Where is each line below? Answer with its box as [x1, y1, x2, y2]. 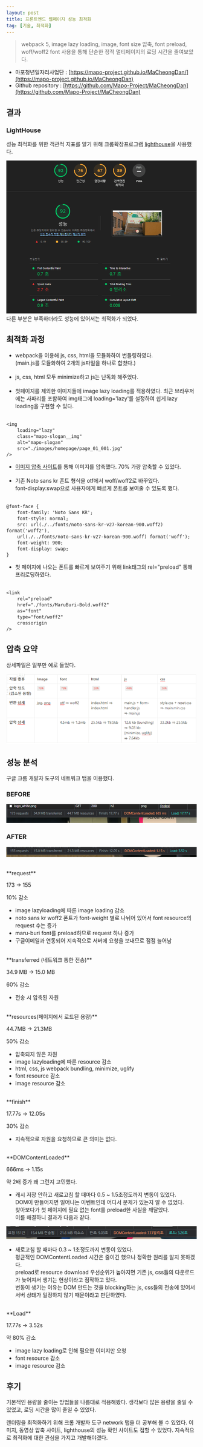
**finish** [6, 1098, 31, 1105]
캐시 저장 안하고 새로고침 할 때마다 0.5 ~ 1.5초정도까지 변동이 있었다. [14, 1191, 176, 1199]
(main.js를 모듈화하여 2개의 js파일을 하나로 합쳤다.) [14, 359, 136, 366]
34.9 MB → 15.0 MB [6, 969, 56, 976]
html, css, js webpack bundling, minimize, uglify [14, 1065, 135, 1072]
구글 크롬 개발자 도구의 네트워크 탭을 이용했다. [6, 775, 115, 782]
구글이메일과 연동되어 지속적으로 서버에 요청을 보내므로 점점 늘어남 [14, 937, 172, 944]
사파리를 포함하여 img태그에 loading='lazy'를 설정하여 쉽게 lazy [26, 394, 178, 402]
